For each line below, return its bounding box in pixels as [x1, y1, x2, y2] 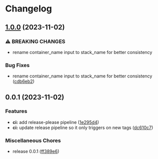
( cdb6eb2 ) [12, 78, 35, 84]
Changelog [5, 3, 52, 14]
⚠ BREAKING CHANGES [5, 38, 66, 45]
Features [5, 108, 28, 115]
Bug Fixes [5, 61, 30, 68]
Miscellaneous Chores [5, 137, 61, 144]
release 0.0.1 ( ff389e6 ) [12, 148, 59, 154]
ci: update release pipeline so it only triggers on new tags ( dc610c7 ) [12, 124, 153, 130]
